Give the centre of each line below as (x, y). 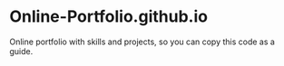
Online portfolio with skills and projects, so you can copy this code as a (142, 42)
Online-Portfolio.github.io (109, 17)
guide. (21, 51)
